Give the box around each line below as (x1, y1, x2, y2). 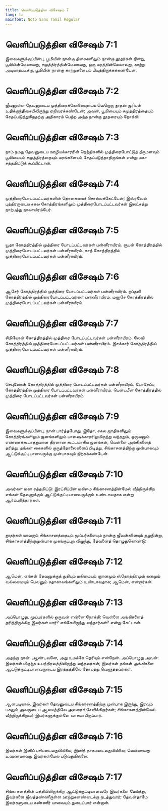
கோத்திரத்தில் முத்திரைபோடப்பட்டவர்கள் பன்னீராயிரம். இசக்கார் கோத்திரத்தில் (5, 340, 157, 346)
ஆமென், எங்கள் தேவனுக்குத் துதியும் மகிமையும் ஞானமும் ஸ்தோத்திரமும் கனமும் (5, 573, 160, 579)
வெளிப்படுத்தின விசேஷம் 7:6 (5, 271, 120, 282)
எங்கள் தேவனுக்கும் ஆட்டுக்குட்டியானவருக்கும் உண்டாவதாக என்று (5, 491, 134, 497)
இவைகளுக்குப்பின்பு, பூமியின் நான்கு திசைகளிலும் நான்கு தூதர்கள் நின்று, (5, 56, 145, 62)
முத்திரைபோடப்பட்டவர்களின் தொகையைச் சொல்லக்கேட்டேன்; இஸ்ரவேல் (5, 195, 147, 201)
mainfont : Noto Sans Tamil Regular (5, 17, 80, 22)
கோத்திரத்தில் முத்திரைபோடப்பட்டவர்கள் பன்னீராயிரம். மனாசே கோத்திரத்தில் (5, 294, 154, 300)
